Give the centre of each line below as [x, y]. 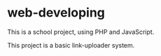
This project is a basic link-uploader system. [71, 45]
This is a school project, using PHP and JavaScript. [81, 32]
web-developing [56, 13]
